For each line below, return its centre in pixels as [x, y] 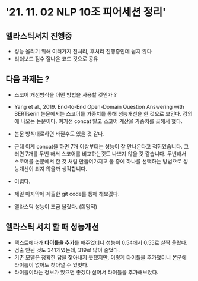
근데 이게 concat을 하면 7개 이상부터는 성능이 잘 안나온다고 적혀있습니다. [98, 146]
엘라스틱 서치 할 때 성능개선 [52, 227]
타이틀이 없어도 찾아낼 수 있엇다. [51, 264]
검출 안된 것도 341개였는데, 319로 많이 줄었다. [67, 250]
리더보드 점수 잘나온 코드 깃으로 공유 [56, 59]
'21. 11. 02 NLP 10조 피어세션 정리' [86, 12]
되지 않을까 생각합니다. [61, 168]
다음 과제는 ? [28, 79]
